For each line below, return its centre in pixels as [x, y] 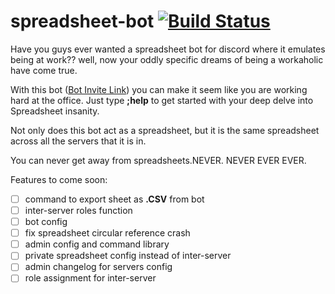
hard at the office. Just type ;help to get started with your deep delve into [162, 100]
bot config [46, 222]
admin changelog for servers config [98, 267]
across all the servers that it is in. [78, 141]
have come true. [44, 70]
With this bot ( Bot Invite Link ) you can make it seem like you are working [159, 89]
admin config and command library [97, 244]
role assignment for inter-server [90, 278]
